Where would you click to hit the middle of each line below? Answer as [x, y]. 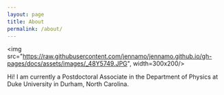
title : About [26, 22]
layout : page [26, 14]
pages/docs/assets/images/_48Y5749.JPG [67, 64]
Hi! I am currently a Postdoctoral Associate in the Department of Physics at [113, 77]
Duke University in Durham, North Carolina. [68, 84]
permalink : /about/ [35, 29]
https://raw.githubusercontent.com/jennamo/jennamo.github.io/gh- [117, 56]
